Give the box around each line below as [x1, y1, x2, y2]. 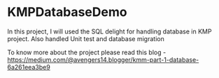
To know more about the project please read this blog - [7, 48, 167, 56]
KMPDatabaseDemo [7, 4, 127, 20]
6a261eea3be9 [7, 63, 50, 71]
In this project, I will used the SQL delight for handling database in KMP [7, 27, 212, 36]
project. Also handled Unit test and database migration [7, 34, 164, 42]
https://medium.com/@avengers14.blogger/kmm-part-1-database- [7, 55, 199, 63]
